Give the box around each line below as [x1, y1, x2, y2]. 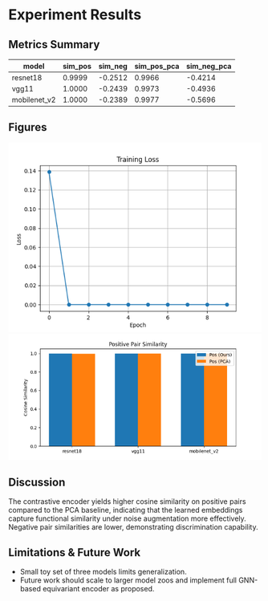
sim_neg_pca [185, 61, 232, 71]
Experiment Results [8, 6, 142, 24]
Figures [8, 120, 47, 134]
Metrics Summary [8, 38, 100, 51]
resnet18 [11, 72, 43, 82]
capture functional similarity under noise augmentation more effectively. [8, 514, 246, 523]
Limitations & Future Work [8, 546, 141, 559]
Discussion [8, 475, 66, 489]
